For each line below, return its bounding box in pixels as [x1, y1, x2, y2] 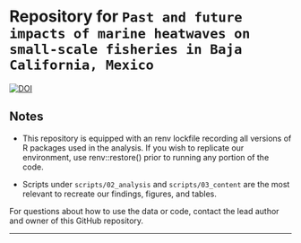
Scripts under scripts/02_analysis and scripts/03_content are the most [21, 178, 290, 189]
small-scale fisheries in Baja [9, 41, 243, 58]
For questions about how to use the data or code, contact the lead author [9, 205, 279, 216]
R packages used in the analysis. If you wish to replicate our [21, 142, 245, 153]
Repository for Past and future [9, 6, 243, 27]
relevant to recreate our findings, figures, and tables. [21, 188, 218, 199]
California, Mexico [9, 56, 154, 74]
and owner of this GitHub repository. [9, 215, 144, 226]
